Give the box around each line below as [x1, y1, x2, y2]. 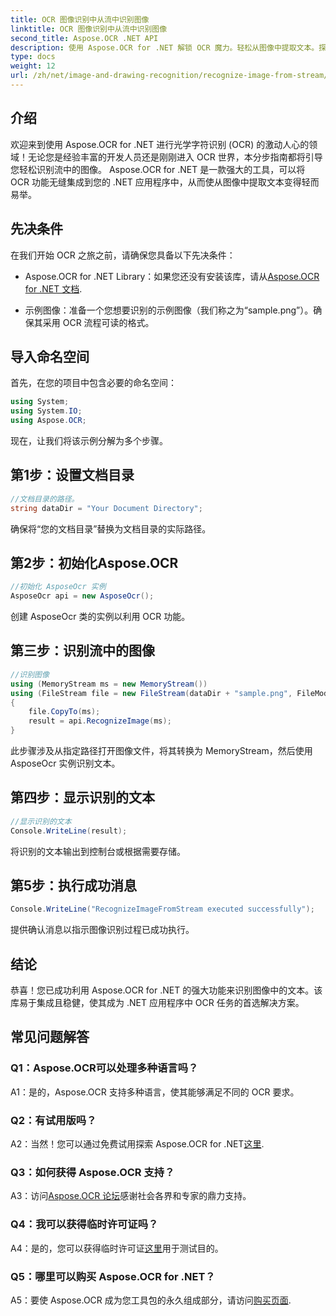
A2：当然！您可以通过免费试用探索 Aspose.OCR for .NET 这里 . [10, 1138, 265, 1150]
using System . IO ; [10, 406, 83, 416]
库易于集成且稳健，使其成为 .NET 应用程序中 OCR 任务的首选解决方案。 [10, 997, 305, 1009]
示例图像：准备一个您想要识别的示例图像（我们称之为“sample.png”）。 [24, 304, 314, 316]
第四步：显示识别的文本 [10, 789, 155, 806]
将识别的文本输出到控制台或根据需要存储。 [10, 845, 186, 857]
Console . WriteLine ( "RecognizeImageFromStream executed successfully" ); [10, 904, 315, 915]
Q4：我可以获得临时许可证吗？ [10, 1217, 159, 1231]
